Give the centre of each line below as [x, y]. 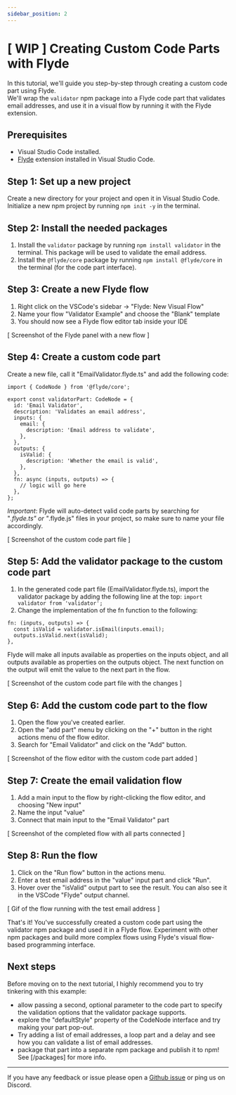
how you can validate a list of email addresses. [85, 1042]
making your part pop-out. [56, 1027]
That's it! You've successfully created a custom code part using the [105, 922]
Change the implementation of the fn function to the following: [107, 610]
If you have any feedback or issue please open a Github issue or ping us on [116, 1077]
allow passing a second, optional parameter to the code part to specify [120, 1005]
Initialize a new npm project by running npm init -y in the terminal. [104, 206]
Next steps [32, 967]
